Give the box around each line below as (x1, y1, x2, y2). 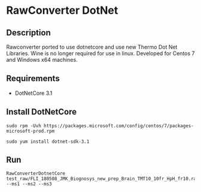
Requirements (6, 73, 60, 84)
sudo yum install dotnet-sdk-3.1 (6, 139, 90, 145)
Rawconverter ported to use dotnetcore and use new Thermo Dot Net (6, 43, 178, 50)
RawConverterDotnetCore (6, 170, 66, 177)
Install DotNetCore (6, 107, 77, 117)
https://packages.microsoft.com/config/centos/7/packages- (44, 122, 194, 129)
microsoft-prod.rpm (6, 128, 55, 134)
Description (6, 28, 51, 38)
